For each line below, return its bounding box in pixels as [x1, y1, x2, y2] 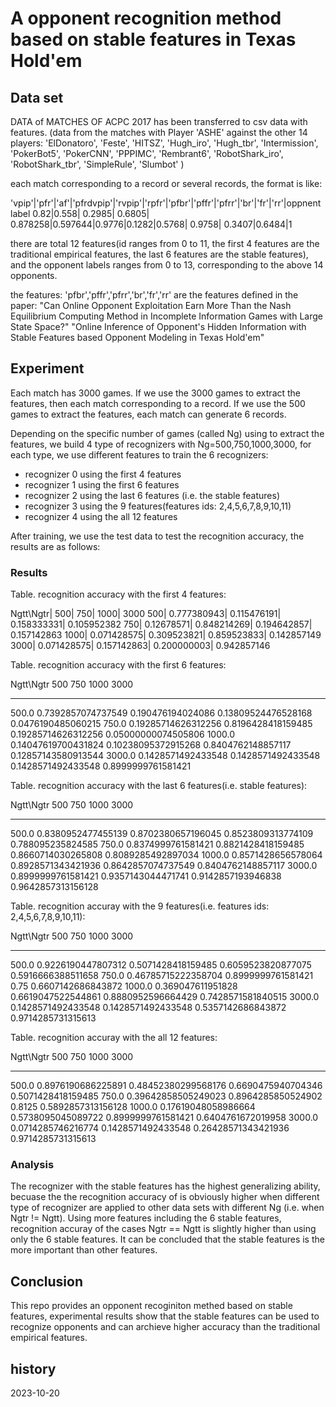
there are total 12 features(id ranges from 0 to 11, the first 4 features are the [10, 238, 320, 249]
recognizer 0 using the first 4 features [24, 468, 182, 480]
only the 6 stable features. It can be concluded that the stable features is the [10, 1233, 325, 1246]
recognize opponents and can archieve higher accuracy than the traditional [10, 1321, 321, 1333]
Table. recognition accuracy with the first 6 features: [10, 659, 227, 671]
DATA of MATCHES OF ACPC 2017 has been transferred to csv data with [10, 116, 308, 127]
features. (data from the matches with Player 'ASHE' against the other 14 [10, 127, 308, 138]
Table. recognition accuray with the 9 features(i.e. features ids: [10, 900, 270, 912]
